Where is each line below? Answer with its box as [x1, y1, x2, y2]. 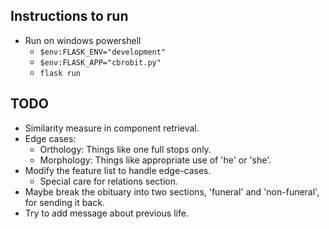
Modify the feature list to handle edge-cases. [24, 164, 212, 176]
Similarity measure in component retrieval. [24, 122, 200, 134]
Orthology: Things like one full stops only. [39, 143, 212, 155]
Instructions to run [10, 8, 129, 25]
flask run [39, 68, 82, 78]
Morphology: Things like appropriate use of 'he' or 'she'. [39, 154, 272, 166]
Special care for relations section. [39, 175, 179, 187]
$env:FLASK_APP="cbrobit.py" [39, 57, 162, 68]
